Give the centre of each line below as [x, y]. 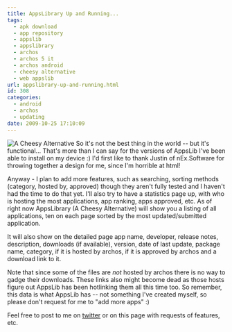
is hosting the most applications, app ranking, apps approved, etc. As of [110, 201]
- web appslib [34, 78]
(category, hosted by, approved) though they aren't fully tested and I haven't [116, 186]
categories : [24, 98]
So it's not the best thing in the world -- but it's [143, 143]
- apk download [35, 26]
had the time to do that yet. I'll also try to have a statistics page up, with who [116, 193]
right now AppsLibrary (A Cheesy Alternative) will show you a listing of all [112, 208]
